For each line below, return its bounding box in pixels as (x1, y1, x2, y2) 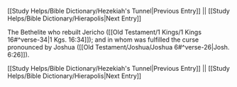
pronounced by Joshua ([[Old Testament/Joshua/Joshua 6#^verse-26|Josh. (7, 43, 230, 51)
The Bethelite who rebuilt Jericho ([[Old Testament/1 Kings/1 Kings (7, 28, 202, 36)
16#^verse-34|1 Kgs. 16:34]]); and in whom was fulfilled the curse (7, 35, 199, 44)
